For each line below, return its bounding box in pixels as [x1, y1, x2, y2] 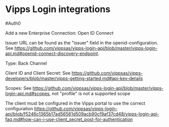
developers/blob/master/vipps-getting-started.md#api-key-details [5, 75, 143, 81]
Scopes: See [5, 85, 32, 91]
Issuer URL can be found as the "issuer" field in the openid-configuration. [5, 39, 158, 46]
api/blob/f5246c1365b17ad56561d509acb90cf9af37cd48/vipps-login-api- [5, 111, 159, 117]
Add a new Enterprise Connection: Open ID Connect [5, 30, 114, 36]
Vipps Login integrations [5, 4, 111, 15]
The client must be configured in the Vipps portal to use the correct [5, 100, 145, 106]
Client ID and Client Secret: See [5, 70, 71, 76]
